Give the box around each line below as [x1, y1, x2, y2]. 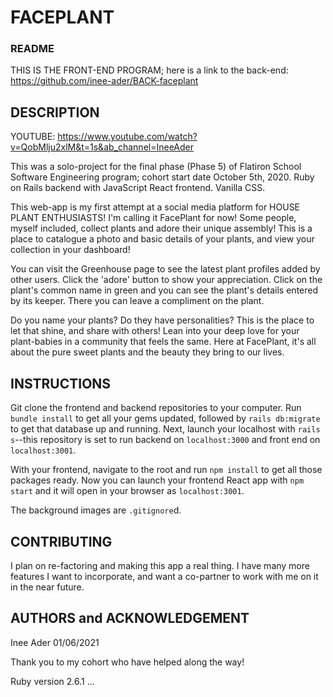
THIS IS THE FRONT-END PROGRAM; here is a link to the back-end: [10, 64, 289, 76]
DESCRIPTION [10, 104, 100, 121]
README [10, 42, 55, 56]
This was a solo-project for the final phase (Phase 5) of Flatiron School [10, 161, 302, 173]
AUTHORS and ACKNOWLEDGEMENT [10, 610, 250, 627]
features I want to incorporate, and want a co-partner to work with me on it [10, 570, 319, 582]
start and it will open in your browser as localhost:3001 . [10, 485, 245, 497]
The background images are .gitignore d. [10, 504, 182, 516]
